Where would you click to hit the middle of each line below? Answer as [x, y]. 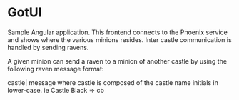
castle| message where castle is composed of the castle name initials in [113, 82]
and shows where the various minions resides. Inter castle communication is [119, 39]
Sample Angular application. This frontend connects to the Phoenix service [118, 32]
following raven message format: [56, 69]
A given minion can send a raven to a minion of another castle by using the [117, 61]
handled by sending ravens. [48, 47]
